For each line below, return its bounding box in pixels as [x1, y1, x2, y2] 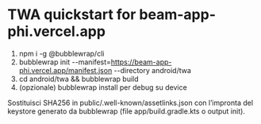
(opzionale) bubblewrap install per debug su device [18, 82, 187, 92]
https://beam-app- [110, 57, 172, 67]
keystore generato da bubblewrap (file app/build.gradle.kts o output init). [7, 106, 245, 116]
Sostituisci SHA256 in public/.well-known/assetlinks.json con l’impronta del [7, 98, 254, 107]
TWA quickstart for [7, 6, 136, 24]
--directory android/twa [113, 65, 192, 75]
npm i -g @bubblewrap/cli [18, 48, 105, 58]
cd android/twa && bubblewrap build [18, 74, 140, 83]
